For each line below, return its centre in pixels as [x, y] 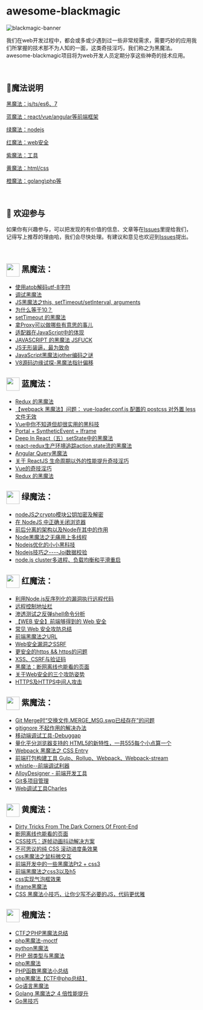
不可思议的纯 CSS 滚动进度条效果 [56, 849]
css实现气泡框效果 [38, 879]
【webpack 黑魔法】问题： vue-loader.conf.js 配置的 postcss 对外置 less [105, 409]
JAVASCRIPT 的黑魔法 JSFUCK [53, 340]
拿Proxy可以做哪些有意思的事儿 [54, 325]
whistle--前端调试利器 [42, 766]
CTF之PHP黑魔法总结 [41, 933]
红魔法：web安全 [27, 142]
